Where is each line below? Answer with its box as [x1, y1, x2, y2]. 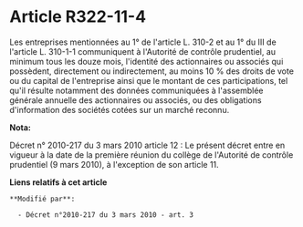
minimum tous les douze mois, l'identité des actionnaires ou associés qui [9, 56, 284, 67]
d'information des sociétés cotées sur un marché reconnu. [9, 104, 230, 115]
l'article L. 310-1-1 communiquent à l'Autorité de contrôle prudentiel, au [9, 46, 277, 57]
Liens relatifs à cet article [9, 176, 108, 188]
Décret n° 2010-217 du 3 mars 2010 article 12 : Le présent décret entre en [9, 139, 286, 150]
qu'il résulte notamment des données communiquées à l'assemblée [9, 85, 264, 96]
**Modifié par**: [9, 194, 76, 203]
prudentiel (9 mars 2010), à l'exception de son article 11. [9, 159, 219, 170]
